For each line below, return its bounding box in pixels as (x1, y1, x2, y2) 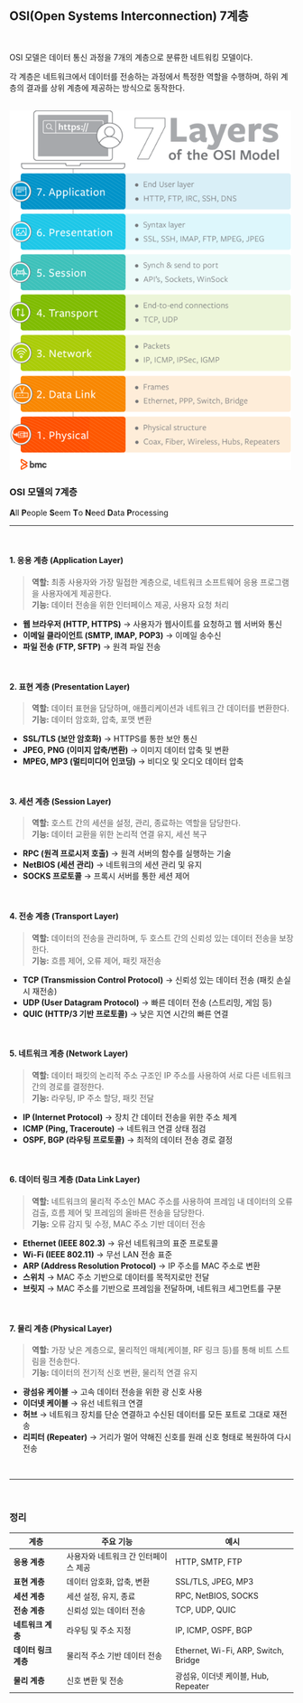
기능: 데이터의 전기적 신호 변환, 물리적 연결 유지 (31, 1368, 198, 1378)
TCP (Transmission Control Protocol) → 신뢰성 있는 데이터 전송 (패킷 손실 (22, 974, 291, 985)
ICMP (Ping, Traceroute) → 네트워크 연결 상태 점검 (22, 1123, 207, 1134)
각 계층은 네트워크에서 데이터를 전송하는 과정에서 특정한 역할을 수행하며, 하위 (9, 71, 280, 81)
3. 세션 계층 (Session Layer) (9, 795, 112, 806)
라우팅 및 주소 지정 (66, 1625, 132, 1636)
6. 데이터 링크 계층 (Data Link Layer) (9, 1174, 141, 1185)
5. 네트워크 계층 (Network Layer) (9, 1048, 129, 1059)
